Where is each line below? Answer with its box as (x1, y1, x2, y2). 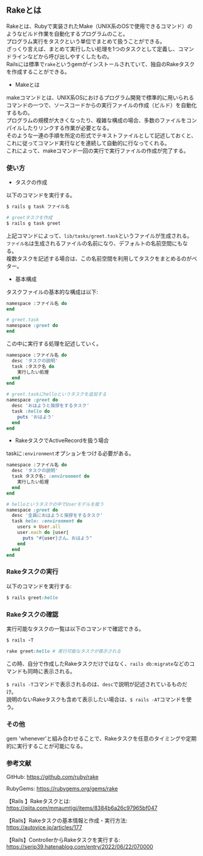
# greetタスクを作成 (6, 214, 53, 221)
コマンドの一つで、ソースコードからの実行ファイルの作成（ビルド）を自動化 (6, 101, 197, 109)
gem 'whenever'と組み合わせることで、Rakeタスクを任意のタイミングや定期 (6, 735, 197, 742)
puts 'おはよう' (17, 414, 55, 420)
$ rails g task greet (6, 220, 61, 226)
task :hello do (12, 408, 50, 414)
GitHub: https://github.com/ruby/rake (6, 773, 99, 781)
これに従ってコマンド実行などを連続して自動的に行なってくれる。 (6, 139, 170, 146)
